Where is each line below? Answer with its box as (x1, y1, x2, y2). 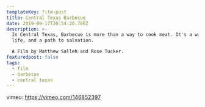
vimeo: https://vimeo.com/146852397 (6, 94, 101, 101)
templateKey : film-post (6, 9, 67, 15)
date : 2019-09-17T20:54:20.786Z (6, 20, 88, 26)
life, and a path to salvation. (12, 37, 95, 43)
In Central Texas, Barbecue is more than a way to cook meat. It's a (12, 32, 192, 38)
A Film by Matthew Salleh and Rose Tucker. (12, 48, 124, 55)
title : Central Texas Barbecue (6, 15, 86, 21)
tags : (6, 59, 20, 66)
